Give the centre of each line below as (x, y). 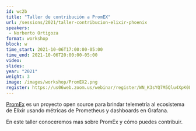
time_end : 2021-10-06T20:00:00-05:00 (52, 55)
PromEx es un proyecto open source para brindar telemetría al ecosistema (95, 104)
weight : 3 (18, 77)
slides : (15, 66)
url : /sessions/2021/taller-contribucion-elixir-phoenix (77, 22)
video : (14, 60)
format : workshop (27, 39)
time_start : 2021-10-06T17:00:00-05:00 (55, 50)
